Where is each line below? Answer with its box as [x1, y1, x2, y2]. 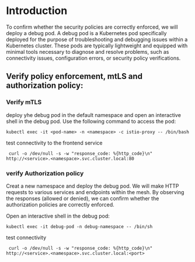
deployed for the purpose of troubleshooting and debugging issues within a [6, 36, 188, 43]
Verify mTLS [6, 98, 42, 106]
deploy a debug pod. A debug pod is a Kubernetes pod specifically [6, 29, 167, 36]
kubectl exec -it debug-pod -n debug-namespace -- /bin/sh [6, 223, 153, 229]
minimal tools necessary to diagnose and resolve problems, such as [6, 48, 169, 55]
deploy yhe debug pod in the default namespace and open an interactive [6, 111, 181, 118]
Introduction [6, 4, 68, 18]
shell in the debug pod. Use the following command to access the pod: [6, 118, 176, 125]
